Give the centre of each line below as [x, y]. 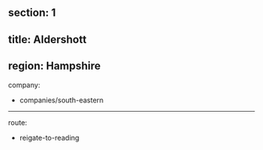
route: [18, 122]
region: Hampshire [54, 66]
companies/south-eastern [61, 100]
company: [24, 84]
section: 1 [32, 13]
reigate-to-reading [49, 137]
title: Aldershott [47, 39]
